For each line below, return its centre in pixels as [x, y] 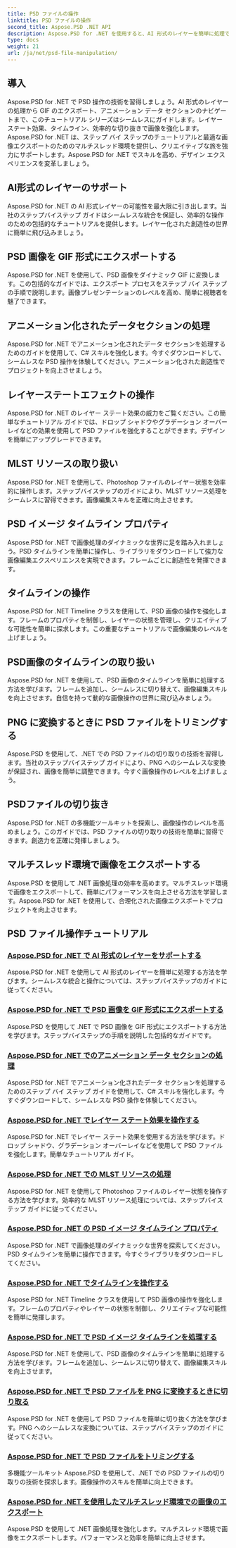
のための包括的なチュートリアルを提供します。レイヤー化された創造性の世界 [118, 223]
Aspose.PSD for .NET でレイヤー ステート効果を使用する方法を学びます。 [113, 1137]
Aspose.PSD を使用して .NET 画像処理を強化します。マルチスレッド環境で [114, 1529]
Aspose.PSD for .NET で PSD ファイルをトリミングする [101, 1456]
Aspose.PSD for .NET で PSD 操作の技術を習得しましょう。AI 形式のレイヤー [118, 101]
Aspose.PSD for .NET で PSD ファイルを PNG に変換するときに [114, 1392]
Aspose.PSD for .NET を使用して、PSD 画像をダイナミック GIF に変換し [111, 275]
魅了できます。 [29, 301]
